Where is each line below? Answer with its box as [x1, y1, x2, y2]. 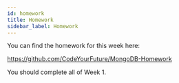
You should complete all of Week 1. [7, 68, 107, 76]
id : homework [7, 10, 45, 17]
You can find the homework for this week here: [7, 42, 140, 50]
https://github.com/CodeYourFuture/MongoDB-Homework [7, 55, 172, 63]
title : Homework [7, 16, 54, 23]
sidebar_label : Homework [7, 23, 78, 29]
